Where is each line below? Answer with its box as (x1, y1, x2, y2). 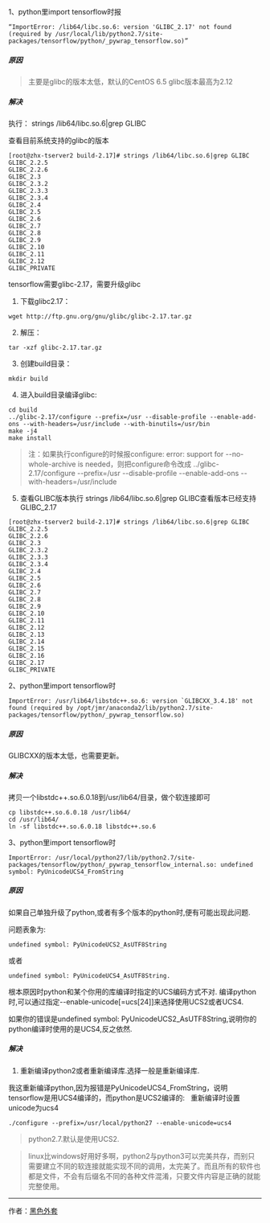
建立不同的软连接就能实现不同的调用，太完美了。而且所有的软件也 (42, 1161, 261, 1171)
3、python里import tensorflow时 (8, 837, 117, 847)
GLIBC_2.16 (8, 651, 45, 659)
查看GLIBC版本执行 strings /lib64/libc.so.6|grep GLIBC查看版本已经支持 (19, 493, 257, 503)
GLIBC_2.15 (8, 644, 45, 653)
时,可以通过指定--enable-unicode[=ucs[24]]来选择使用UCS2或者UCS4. (8, 996, 243, 1007)
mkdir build (8, 375, 48, 383)
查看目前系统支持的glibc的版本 (8, 135, 109, 145)
